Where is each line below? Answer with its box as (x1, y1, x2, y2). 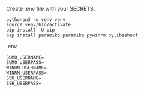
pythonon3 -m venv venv (6, 17, 66, 23)
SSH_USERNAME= (6, 75, 42, 81)
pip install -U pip (6, 27, 55, 33)
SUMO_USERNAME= (6, 54, 44, 60)
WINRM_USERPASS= (6, 70, 47, 76)
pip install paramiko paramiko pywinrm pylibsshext (6, 32, 138, 38)
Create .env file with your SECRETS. (6, 5, 95, 12)
